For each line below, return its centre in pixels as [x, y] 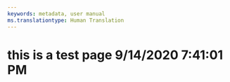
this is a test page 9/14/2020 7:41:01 [115, 55]
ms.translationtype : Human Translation [66, 20]
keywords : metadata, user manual [56, 14]
